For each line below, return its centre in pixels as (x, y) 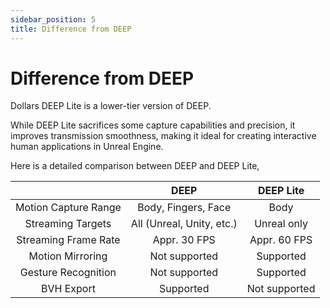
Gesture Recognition (68, 273)
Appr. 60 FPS (281, 240)
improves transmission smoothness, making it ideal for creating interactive (163, 136)
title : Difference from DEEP (71, 29)
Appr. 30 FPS (184, 240)
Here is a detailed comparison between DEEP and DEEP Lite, (135, 166)
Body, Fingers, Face (184, 208)
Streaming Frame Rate (68, 240)
